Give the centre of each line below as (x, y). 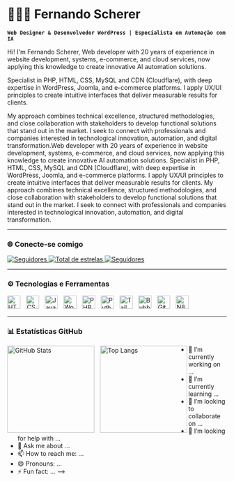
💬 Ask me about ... (44, 445)
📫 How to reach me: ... (50, 453)
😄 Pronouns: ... (40, 464)
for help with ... (39, 438)
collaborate (204, 416)
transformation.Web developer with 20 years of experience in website (107, 145)
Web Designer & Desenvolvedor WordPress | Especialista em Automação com (117, 33)
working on (204, 364)
